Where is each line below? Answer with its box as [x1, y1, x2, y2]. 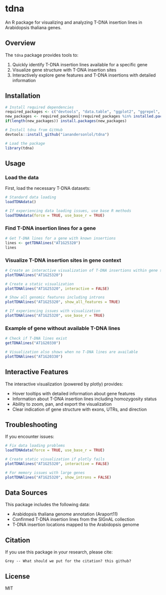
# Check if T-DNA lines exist [5, 336, 68, 341]
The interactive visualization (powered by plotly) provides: [5, 381, 124, 387]
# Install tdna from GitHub [5, 127, 63, 132]
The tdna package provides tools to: [5, 52, 79, 58]
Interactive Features [5, 368, 69, 376]
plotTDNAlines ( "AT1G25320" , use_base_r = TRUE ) [5, 313, 105, 318]
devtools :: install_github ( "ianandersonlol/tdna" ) [5, 132, 110, 137]
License [5, 572, 30, 581]
